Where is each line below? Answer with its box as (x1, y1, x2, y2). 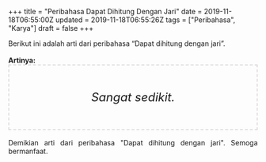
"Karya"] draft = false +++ (8, 24, 94, 32)
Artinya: (8, 55, 36, 65)
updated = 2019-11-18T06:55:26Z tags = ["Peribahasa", (55, 15, 236, 24)
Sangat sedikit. (90, 90, 176, 105)
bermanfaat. (8, 146, 48, 156)
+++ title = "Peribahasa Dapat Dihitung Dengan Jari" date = (8, 7, 203, 16)
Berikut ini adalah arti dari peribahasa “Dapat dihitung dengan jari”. (8, 39, 226, 48)
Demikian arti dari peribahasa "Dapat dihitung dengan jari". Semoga (8, 138, 258, 147)
